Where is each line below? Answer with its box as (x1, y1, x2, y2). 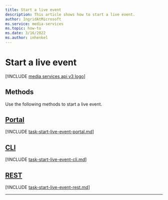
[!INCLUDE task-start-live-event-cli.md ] (5, 156, 87, 162)
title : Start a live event (5, 7, 61, 12)
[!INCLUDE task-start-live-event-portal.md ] (5, 128, 94, 135)
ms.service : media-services (5, 21, 64, 26)
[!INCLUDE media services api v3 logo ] (5, 73, 86, 79)
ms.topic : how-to (5, 26, 41, 31)
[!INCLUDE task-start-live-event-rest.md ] (5, 184, 90, 190)
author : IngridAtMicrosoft (5, 16, 61, 21)
